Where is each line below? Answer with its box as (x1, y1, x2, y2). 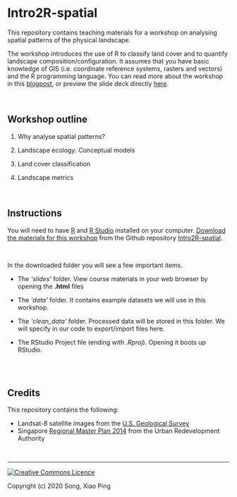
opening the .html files (17, 282, 84, 290)
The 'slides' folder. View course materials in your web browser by (17, 274, 208, 283)
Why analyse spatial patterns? (17, 132, 106, 140)
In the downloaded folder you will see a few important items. (7, 261, 183, 269)
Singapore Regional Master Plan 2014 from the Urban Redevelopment (17, 427, 220, 435)
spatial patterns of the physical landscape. (7, 35, 131, 44)
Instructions (7, 207, 62, 219)
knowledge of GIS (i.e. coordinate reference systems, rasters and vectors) (7, 64, 223, 73)
